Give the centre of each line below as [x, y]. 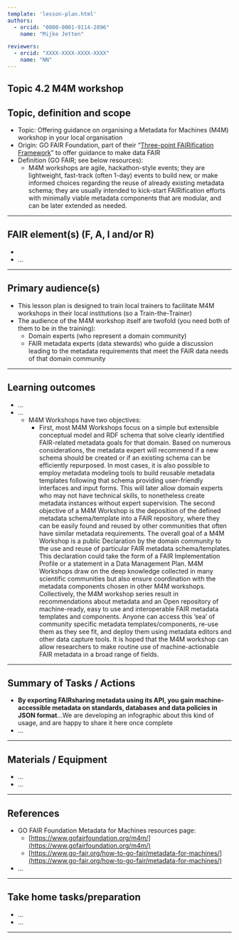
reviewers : [23, 47]
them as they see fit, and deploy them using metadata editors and [135, 631]
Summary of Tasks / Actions [71, 683]
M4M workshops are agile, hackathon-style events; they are [116, 168]
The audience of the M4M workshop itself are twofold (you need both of [124, 320]
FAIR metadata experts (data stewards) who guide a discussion [121, 343]
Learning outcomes [52, 387]
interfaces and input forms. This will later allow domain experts [131, 487]
